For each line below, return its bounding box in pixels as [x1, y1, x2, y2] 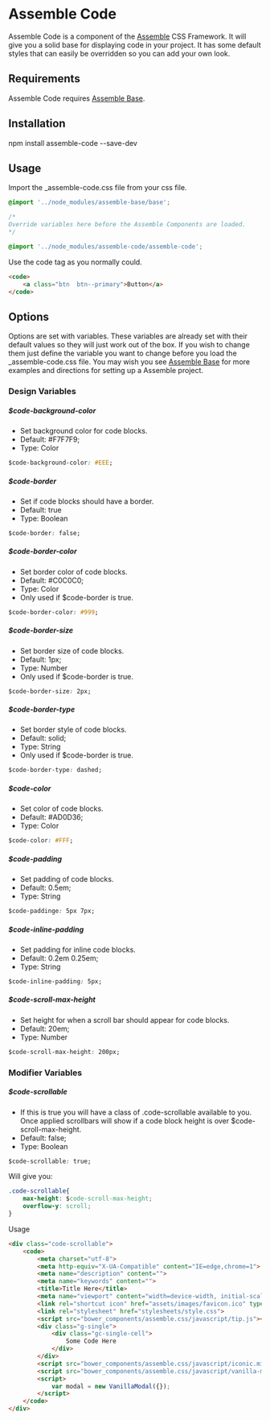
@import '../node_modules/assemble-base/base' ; [8, 198, 171, 206]
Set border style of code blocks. [19, 725, 127, 734]
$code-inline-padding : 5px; [8, 977, 103, 986]
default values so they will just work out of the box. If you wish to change [8, 340, 251, 350]
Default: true [19, 504, 62, 514]
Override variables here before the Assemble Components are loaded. [8, 221, 247, 229]
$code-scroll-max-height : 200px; [8, 1048, 121, 1056]
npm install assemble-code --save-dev [8, 138, 138, 147]
